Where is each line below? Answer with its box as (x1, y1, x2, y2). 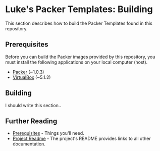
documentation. (12, 141, 45, 147)
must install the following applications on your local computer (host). (5, 59, 148, 65)
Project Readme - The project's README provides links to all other (12, 135, 151, 142)
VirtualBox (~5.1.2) (12, 74, 51, 80)
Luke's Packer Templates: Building (5, 4, 153, 15)
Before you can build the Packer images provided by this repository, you (5, 54, 155, 60)
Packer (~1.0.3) (12, 69, 44, 75)
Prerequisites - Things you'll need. (12, 130, 84, 136)
